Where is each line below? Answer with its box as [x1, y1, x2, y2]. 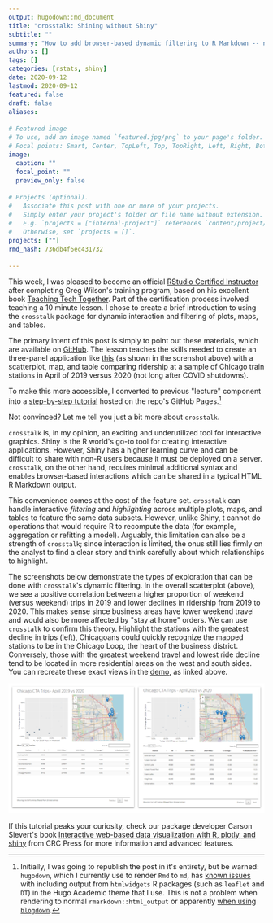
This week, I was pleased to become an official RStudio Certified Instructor [8, 277, 259, 287]
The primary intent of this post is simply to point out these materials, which [8, 336, 258, 346]
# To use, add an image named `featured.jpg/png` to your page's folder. [8, 133, 264, 142]
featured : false [8, 90, 63, 98]
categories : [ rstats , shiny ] [8, 65, 107, 73]
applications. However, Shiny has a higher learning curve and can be [8, 444, 238, 455]
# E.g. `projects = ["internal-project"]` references [8, 219, 201, 227]
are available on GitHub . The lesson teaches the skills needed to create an [8, 344, 258, 354]
